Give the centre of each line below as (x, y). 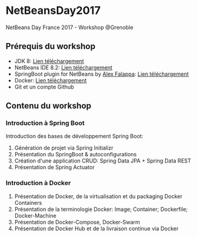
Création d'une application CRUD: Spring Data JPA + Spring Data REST (103, 161)
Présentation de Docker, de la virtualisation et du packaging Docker (98, 196)
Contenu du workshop (49, 106)
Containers (28, 202)
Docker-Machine (35, 215)
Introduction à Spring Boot (45, 123)
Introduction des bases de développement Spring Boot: (74, 136)
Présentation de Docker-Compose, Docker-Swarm (77, 222)
